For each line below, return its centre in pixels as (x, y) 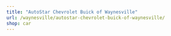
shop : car (19, 23)
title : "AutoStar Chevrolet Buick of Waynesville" (72, 12)
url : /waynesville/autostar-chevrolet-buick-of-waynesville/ (86, 18)
